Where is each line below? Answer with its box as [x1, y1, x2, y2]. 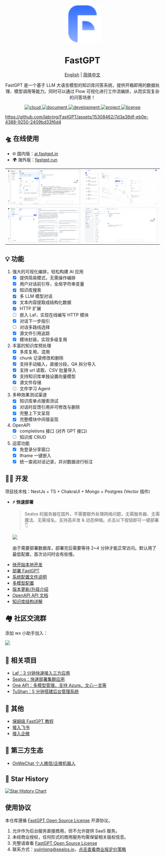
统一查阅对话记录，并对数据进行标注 [19, 458, 93, 464]
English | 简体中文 [64, 72, 101, 78]
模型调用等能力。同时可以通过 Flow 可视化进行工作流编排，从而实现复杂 [14, 88, 160, 94]
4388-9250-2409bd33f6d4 [5, 119, 61, 125]
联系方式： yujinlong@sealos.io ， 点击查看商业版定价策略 [12, 846, 126, 852]
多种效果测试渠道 [12, 392, 47, 398]
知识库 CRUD [19, 434, 47, 440]
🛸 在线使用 [5, 135, 39, 143]
